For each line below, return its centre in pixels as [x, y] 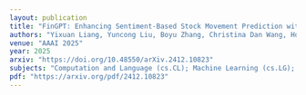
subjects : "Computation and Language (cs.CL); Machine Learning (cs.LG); [153, 69]
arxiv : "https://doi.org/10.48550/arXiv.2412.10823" [112, 60]
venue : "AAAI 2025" [46, 43]
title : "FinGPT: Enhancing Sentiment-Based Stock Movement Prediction [146, 26]
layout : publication [49, 18]
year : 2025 [30, 52]
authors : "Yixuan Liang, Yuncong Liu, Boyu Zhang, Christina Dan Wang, [148, 34]
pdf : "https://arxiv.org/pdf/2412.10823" [89, 77]
